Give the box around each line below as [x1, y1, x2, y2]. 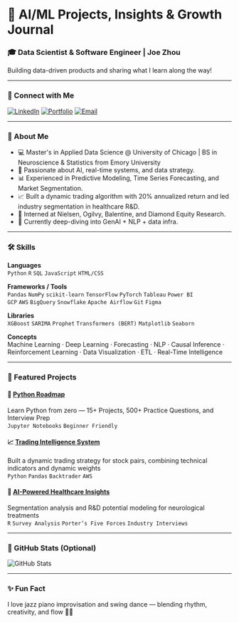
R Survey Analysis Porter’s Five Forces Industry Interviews [7, 520, 188, 527]
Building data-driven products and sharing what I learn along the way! [7, 66, 212, 75]
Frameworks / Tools [7, 283, 68, 291]
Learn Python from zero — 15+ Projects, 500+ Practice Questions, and [7, 406, 214, 414]
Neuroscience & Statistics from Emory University [17, 158, 161, 167]
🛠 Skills [7, 242, 36, 252]
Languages [7, 261, 41, 270]
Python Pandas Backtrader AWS [7, 473, 92, 480]
